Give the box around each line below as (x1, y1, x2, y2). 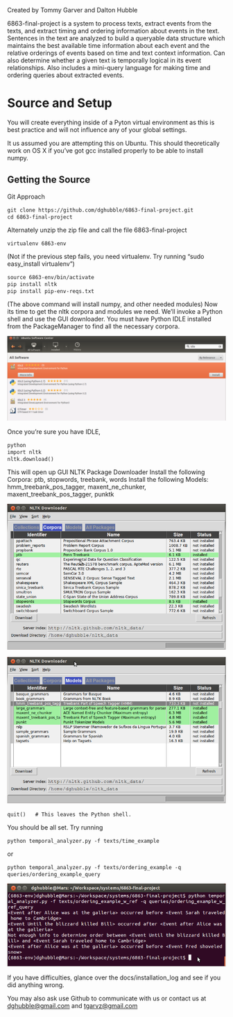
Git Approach (7, 192, 45, 201)
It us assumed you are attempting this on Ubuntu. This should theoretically (7, 139, 220, 147)
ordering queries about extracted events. (7, 71, 125, 79)
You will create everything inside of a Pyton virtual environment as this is (7, 118, 215, 126)
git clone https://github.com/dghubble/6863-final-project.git (7, 206, 194, 214)
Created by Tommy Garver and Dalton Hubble (7, 6, 138, 14)
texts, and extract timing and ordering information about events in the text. (7, 27, 220, 35)
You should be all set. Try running (7, 823, 103, 832)
